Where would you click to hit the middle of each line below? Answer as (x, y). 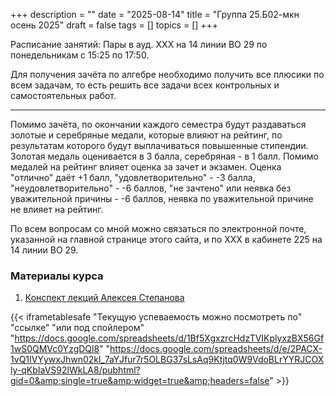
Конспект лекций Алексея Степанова (104, 298)
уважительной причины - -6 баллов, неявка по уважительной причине (162, 198)
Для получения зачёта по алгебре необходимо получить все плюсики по (167, 74)
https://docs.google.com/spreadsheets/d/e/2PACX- (216, 349)
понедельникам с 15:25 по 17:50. (80, 55)
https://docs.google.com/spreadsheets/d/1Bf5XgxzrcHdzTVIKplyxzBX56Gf (169, 338)
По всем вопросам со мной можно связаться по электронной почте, (158, 228)
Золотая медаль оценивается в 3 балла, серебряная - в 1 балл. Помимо (164, 156)
